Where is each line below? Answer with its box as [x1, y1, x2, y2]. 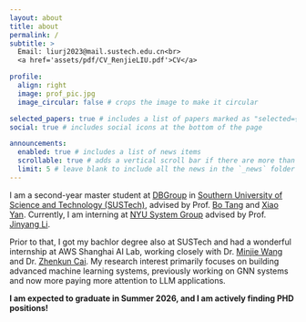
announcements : [9, 139, 67, 149]
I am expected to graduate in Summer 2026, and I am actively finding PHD [9, 293, 294, 304]
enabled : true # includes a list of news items [17, 148, 202, 157]
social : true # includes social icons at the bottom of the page [9, 122, 262, 132]
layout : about [9, 13, 64, 23]
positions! [9, 302, 48, 313]
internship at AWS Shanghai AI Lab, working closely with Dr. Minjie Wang [9, 245, 283, 256]
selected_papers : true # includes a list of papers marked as [9, 114, 250, 123]
